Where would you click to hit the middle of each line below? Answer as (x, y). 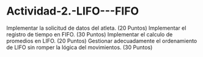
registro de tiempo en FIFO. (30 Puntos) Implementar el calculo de (90, 34)
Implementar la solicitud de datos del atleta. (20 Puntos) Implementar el (96, 28)
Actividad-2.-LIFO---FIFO (73, 11)
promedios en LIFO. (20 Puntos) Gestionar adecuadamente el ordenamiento (102, 41)
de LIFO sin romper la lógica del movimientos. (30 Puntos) (79, 47)
